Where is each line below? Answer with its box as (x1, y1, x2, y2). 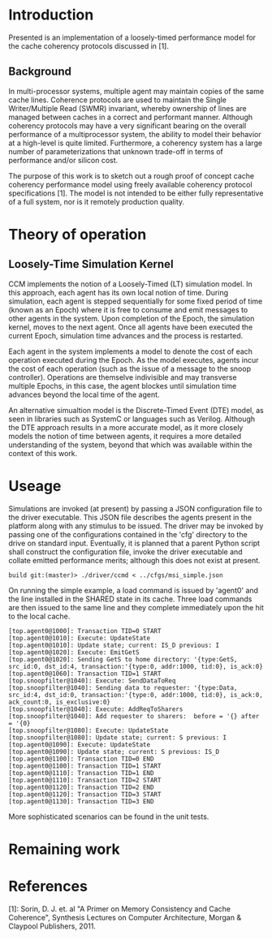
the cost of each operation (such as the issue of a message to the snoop (8, 364, 252, 373)
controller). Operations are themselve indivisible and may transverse (8, 372, 237, 382)
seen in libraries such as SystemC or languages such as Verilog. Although (8, 414, 256, 424)
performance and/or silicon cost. (8, 155, 119, 165)
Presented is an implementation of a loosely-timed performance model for (8, 32, 257, 42)
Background (8, 65, 71, 79)
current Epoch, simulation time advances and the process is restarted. (8, 330, 244, 340)
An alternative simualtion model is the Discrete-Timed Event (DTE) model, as (8, 405, 264, 415)
